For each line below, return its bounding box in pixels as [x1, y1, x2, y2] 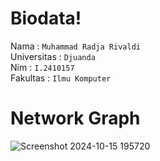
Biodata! [10, 7, 82, 30]
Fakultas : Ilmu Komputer [10, 72, 112, 84]
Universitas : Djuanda [10, 50, 96, 62]
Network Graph [10, 107, 141, 130]
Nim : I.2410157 [10, 61, 75, 73]
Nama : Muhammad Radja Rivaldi [10, 40, 141, 52]
